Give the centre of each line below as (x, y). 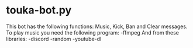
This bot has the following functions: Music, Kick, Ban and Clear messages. (97, 26)
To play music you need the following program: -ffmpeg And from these (93, 32)
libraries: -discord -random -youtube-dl (54, 39)
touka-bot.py (39, 10)
